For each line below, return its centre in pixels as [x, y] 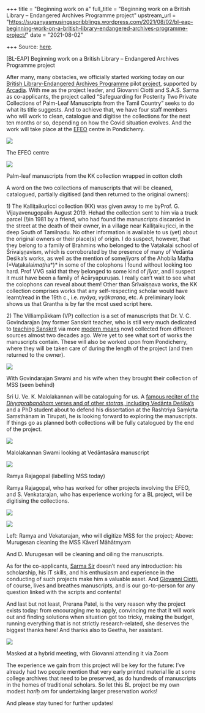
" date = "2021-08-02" [55, 35]
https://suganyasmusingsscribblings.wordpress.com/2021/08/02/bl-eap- [101, 22]
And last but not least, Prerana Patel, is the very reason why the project [96, 604]
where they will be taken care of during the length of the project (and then [99, 348]
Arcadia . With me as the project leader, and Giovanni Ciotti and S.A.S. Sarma [103, 90]
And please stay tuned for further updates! [60, 703]
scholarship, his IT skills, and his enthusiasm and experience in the [90, 572]
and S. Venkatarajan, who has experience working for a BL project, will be [99, 494]
